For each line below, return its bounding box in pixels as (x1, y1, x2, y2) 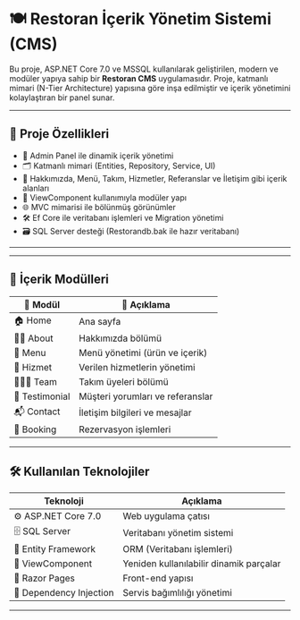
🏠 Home (13, 314, 52, 327)
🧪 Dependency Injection (13, 587, 114, 599)
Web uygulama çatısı (122, 510, 210, 522)
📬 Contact (13, 405, 61, 418)
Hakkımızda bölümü (79, 332, 162, 344)
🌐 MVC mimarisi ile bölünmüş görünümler (21, 201, 177, 212)
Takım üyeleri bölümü (79, 375, 169, 387)
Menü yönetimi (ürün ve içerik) (79, 346, 208, 359)
